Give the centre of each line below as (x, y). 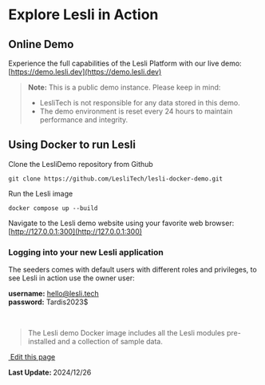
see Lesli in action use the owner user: (71, 278)
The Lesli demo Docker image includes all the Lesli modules (126, 333)
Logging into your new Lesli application (86, 252)
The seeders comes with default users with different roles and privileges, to (132, 270)
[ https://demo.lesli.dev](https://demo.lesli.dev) (85, 72)
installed (42, 342)
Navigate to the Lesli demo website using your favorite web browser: (121, 223)
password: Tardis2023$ (48, 302)
